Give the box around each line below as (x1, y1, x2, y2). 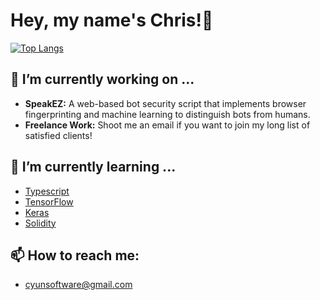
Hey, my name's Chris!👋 (10, 9, 214, 32)
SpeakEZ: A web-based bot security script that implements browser (24, 97, 307, 109)
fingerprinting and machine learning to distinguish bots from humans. (24, 108, 311, 120)
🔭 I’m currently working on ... (10, 71, 195, 88)
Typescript (24, 185, 70, 197)
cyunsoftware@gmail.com (24, 279, 133, 291)
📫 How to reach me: (10, 247, 140, 264)
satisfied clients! (24, 129, 93, 141)
